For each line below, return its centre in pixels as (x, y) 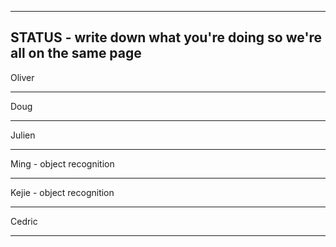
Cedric (24, 221)
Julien (23, 135)
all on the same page (76, 53)
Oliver (22, 77)
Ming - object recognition (62, 163)
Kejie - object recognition (62, 192)
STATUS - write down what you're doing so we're (166, 37)
